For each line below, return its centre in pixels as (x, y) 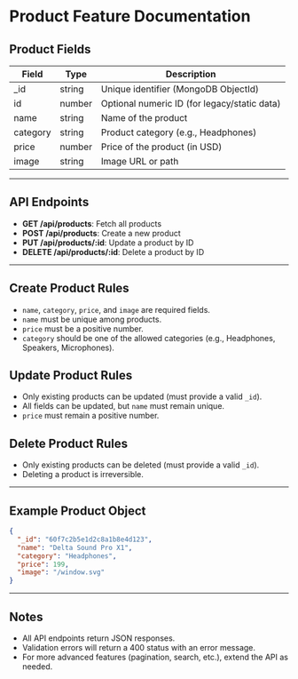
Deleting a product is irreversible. (83, 475)
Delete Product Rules (69, 443)
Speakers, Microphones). (68, 347)
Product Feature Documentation (130, 16)
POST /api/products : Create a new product (102, 233)
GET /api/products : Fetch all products (92, 223)
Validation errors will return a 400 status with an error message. (138, 647)
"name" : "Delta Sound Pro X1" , (75, 547)
